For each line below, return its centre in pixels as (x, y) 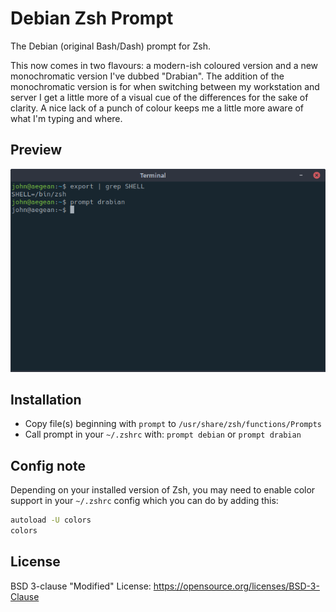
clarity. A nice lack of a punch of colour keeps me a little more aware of (157, 108)
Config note (48, 465)
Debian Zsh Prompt (92, 18)
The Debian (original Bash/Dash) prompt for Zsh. (110, 46)
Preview (36, 150)
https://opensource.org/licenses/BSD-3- (236, 586)
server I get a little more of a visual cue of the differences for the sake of (159, 97)
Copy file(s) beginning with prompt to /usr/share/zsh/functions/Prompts (173, 424)
